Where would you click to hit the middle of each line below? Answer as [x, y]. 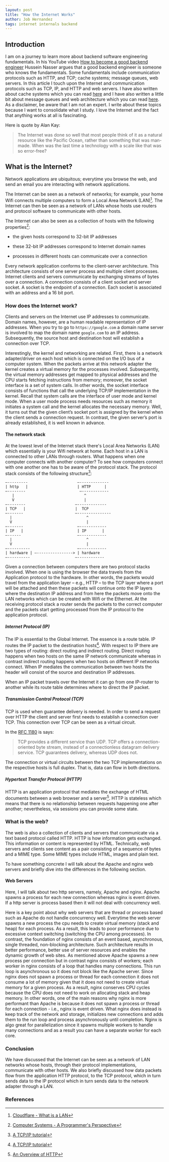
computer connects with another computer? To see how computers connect [84, 462]
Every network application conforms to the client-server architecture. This [82, 266]
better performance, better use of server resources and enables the [75, 950]
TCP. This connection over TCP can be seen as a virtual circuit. [71, 722]
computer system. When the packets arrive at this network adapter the [78, 364]
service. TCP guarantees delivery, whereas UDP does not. [78, 752]
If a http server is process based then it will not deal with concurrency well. [83, 903]
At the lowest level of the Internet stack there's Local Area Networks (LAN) [82, 445]
